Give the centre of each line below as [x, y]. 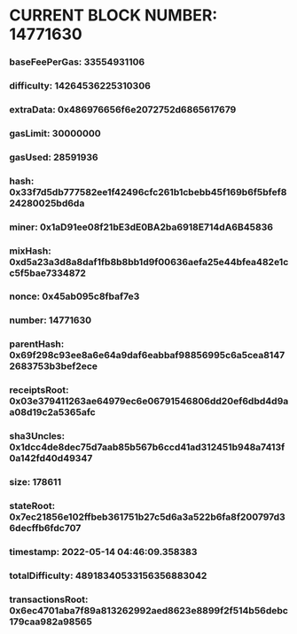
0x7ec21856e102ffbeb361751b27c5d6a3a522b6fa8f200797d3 [147, 517]
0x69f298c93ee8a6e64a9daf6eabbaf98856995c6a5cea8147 [147, 356]
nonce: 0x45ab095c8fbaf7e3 [74, 296]
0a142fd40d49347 [51, 458]
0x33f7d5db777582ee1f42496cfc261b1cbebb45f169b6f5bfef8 [148, 192]
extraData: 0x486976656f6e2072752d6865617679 [123, 109]
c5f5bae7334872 [48, 273]
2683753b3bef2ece [54, 366]
